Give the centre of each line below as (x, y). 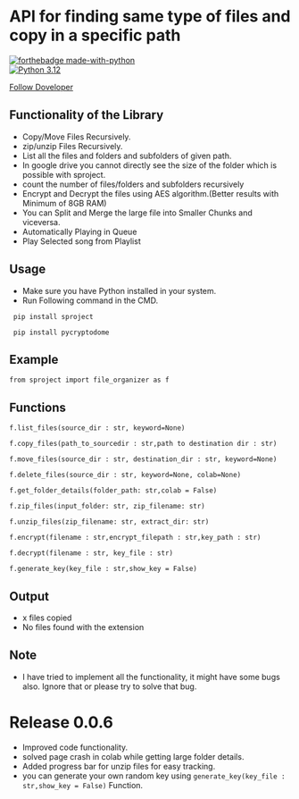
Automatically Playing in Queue (79, 231)
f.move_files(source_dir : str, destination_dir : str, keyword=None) (143, 459)
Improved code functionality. (75, 747)
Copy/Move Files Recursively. (76, 137)
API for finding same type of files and (150, 17)
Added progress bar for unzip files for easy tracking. (119, 766)
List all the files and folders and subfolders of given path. (127, 156)
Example (34, 359)
